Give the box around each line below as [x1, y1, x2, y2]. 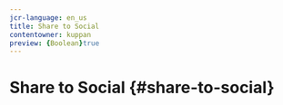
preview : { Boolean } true [9, 38, 100, 48]
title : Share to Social [9, 22, 100, 31]
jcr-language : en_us [9, 13, 88, 23]
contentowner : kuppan [9, 30, 92, 39]
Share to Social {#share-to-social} [9, 78, 275, 98]
